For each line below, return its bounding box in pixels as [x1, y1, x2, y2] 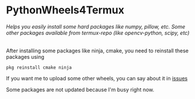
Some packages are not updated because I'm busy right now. [6, 86, 155, 93]
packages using [6, 54, 45, 61]
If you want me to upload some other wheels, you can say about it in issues [6, 75, 188, 82]
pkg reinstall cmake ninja [6, 65, 72, 70]
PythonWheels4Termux [6, 3, 125, 17]
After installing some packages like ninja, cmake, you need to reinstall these [6, 47, 189, 54]
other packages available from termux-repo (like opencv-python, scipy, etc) [6, 29, 190, 36]
